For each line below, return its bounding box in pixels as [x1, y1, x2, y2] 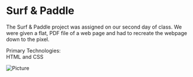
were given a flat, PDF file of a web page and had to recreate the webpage [6, 29, 188, 36]
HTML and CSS [6, 53, 44, 60]
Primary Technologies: [6, 47, 61, 54]
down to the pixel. [6, 36, 50, 43]
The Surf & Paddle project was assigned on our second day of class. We [6, 23, 182, 30]
